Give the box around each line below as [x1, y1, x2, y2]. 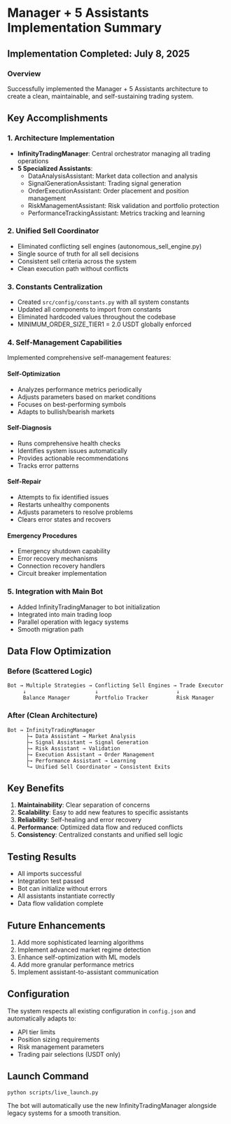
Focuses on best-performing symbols [17, 400, 127, 408]
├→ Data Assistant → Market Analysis [25, 733, 136, 740]
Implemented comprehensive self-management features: [7, 354, 171, 362]
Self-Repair [7, 478, 42, 486]
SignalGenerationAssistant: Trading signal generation [27, 179, 182, 187]
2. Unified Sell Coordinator [7, 226, 99, 236]
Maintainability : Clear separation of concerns [17, 800, 150, 810]
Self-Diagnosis [7, 424, 52, 432]
